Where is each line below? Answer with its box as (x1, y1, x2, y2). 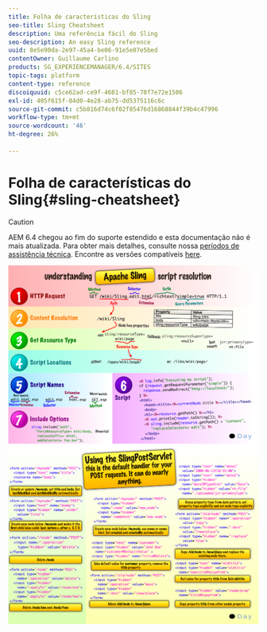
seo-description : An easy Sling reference (8, 38, 151, 46)
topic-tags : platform (8, 72, 80, 79)
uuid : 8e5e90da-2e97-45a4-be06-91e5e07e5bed (8, 46, 158, 55)
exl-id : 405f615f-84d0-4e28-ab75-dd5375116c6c (8, 96, 165, 105)
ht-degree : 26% (8, 130, 59, 138)
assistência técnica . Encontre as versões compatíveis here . (8, 249, 203, 258)
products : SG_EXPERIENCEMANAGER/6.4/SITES (8, 64, 151, 72)
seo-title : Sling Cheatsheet (8, 21, 105, 29)
